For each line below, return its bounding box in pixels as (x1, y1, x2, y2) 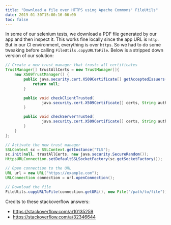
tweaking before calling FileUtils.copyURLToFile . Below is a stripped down (5, 47, 164, 54)
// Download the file (5, 184, 51, 189)
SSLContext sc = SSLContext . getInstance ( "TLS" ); (5, 147, 110, 152)
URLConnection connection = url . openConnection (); (5, 175, 115, 180)
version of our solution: (5, 53, 54, 59)
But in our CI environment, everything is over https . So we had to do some (5, 42, 161, 48)
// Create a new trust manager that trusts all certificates (5, 62, 138, 68)
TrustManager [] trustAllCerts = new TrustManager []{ (5, 67, 120, 72)
